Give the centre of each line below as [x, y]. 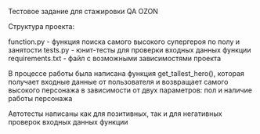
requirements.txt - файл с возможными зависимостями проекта [115, 58]
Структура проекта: [42, 26]
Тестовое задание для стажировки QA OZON [83, 11]
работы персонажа [40, 98]
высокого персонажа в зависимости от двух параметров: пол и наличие [130, 90]
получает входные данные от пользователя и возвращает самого [118, 82]
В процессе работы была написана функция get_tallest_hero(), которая [126, 73]
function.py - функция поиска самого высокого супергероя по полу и [124, 42]
